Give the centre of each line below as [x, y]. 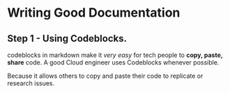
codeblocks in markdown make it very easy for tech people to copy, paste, [115, 55]
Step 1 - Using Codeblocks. [67, 39]
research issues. [31, 83]
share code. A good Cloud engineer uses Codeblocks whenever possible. [113, 62]
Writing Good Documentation [94, 13]
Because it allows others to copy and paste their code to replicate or [105, 76]
